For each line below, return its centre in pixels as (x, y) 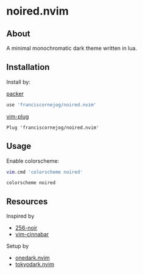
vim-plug (18, 116)
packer (15, 94)
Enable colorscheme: (33, 161)
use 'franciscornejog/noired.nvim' (51, 104)
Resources (27, 201)
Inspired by (20, 216)
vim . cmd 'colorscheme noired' (45, 172)
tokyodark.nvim (35, 264)
